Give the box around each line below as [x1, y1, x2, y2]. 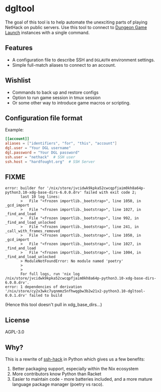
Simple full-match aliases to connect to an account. [12, 62, 116, 68]
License [5, 316, 30, 324]
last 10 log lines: [20, 194, 60, 199]
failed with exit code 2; [84, 190, 137, 195]
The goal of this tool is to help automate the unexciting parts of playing [5, 19, 148, 25]
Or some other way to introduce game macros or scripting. [12, 100, 131, 105]
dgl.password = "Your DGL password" [5, 150, 80, 155]
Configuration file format [5, 114, 83, 122]
